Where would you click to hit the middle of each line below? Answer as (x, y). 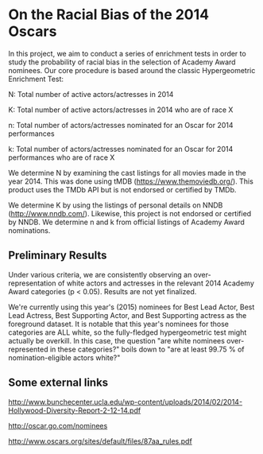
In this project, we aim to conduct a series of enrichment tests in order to (127, 53)
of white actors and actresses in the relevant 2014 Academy (156, 283)
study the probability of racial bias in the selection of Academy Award (122, 62)
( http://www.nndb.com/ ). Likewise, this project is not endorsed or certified (130, 213)
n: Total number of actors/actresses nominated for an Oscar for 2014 (121, 125)
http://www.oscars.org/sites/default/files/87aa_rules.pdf (100, 441)
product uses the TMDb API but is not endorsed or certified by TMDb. (122, 189)
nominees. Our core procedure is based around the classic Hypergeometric (132, 70)
